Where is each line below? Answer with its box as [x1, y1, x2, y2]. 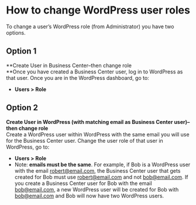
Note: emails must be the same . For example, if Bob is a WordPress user [14, 161, 191, 168]
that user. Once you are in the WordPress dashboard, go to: [6, 74, 149, 81]
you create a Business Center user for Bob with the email [14, 180, 152, 187]
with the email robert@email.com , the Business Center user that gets [14, 167, 181, 174]
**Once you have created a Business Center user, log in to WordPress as [6, 68, 183, 75]
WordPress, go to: [6, 143, 50, 150]
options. [6, 29, 26, 36]
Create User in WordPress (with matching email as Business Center [6, 118, 173, 125]
